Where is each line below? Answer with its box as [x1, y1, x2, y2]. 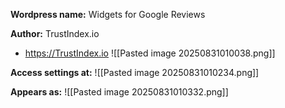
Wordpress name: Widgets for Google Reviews [10, 9, 206, 20]
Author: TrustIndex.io [10, 28, 100, 39]
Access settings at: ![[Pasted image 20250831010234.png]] [10, 67, 260, 78]
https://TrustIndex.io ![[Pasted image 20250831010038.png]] [24, 47, 276, 59]
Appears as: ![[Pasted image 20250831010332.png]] [10, 86, 229, 98]
